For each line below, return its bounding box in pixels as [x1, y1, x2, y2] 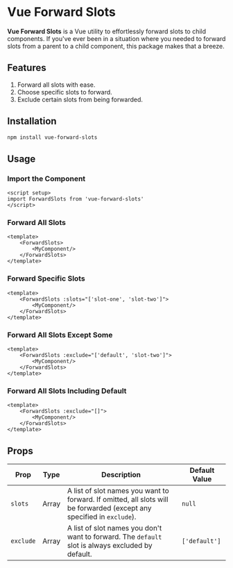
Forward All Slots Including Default [7, 386, 127, 396]
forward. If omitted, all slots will [67, 494, 169, 504]
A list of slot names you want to [67, 486, 169, 496]
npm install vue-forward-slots [7, 133, 98, 141]
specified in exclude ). [67, 512, 137, 521]
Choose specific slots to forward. [17, 87, 112, 96]
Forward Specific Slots [7, 274, 85, 283]
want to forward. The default [67, 532, 162, 542]
